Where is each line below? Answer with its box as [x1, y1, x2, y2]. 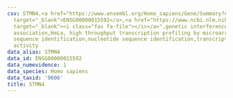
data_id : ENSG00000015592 [7, 55, 82, 62]
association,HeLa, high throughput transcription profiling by [13, 29, 200, 37]
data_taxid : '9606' [7, 74, 64, 81]
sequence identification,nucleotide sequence [13, 36, 148, 43]
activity [13, 42, 39, 49]
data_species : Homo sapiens [7, 68, 89, 75]
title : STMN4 [7, 81, 45, 88]
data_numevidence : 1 [7, 61, 67, 68]
